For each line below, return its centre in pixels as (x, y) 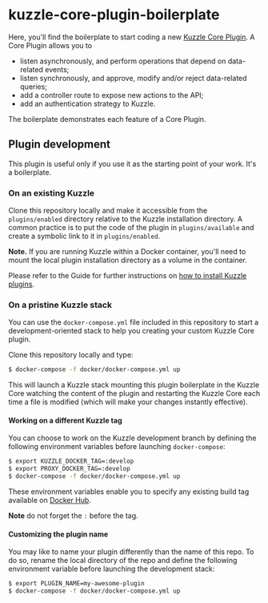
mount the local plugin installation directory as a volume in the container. (128, 260)
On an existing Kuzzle (51, 192)
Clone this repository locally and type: (71, 355)
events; (57, 69)
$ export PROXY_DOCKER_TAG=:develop (69, 469)
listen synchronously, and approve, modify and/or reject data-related (133, 78)
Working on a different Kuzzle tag (65, 420)
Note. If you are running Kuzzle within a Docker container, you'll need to (127, 252)
